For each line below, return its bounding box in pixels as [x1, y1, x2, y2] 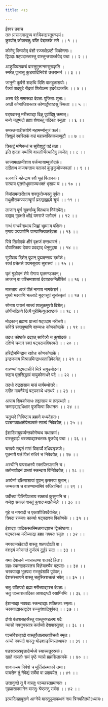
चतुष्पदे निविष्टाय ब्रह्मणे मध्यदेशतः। [5, 414, 60, 420]
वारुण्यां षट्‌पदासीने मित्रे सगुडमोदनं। [5, 366, 62, 372]
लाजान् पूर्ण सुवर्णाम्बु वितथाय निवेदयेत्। [5, 207, 66, 213]
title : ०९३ [5, 7, 28, 13]
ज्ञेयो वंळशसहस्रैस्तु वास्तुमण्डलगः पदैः [5, 616, 62, 622]
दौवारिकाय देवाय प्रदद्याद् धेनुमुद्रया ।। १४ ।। [5, 244, 79, 250]
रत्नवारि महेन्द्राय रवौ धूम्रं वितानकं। [5, 175, 60, 181]
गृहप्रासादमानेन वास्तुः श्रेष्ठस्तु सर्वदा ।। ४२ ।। [5, 686, 80, 692]
